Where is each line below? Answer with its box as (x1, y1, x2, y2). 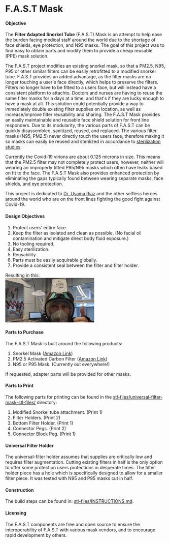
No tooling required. (12, 240, 55, 247)
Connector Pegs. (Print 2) (12, 426, 66, 431)
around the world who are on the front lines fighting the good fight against (5, 196, 160, 202)
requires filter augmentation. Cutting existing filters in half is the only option (5, 459, 163, 465)
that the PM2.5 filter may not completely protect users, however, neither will (5, 159, 164, 165)
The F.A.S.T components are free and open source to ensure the (5, 521, 141, 527)
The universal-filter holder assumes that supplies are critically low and (5, 454, 152, 460)
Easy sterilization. (12, 246, 50, 252)
